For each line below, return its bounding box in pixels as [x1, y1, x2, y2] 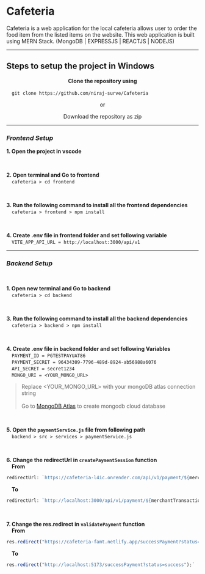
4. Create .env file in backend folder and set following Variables [6, 345, 171, 353]
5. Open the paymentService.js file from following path [6, 426, 146, 433]
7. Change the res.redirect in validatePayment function [6, 521, 145, 528]
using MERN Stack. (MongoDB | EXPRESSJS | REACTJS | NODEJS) [6, 37, 175, 45]
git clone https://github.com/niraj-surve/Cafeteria [12, 90, 148, 96]
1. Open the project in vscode [6, 148, 82, 155]
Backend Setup [6, 259, 53, 267]
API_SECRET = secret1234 [12, 366, 75, 372]
